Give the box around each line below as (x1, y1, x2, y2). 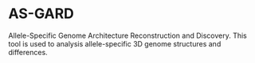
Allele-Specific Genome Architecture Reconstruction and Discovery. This (8, 31, 247, 40)
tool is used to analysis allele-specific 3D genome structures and (8, 39, 222, 48)
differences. (8, 47, 48, 57)
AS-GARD (8, 5, 74, 23)
